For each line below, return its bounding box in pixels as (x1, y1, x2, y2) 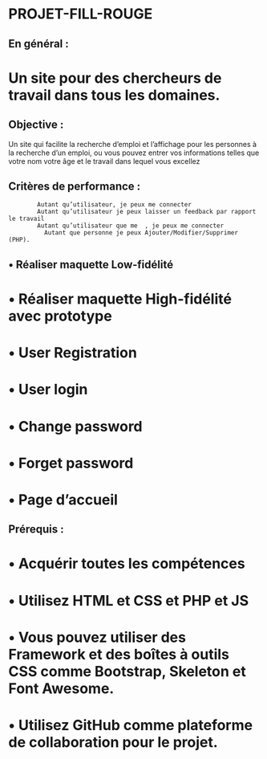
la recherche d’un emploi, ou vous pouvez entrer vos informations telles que (8, 148, 260, 157)
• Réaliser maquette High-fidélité (8, 290, 233, 308)
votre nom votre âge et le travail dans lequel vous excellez (8, 156, 200, 165)
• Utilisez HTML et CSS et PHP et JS (8, 591, 249, 610)
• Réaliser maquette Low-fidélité (8, 258, 174, 271)
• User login (8, 381, 88, 398)
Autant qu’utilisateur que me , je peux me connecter (37, 222, 225, 230)
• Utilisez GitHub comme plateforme (8, 716, 253, 735)
